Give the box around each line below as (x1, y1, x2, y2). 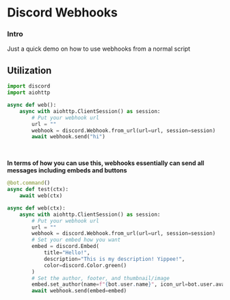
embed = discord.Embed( (31, 243, 99, 250)
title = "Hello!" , (43, 249, 90, 256)
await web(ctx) (19, 192, 63, 199)
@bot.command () (7, 179, 51, 186)
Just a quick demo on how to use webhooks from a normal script (7, 45, 190, 53)
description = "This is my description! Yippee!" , (43, 255, 186, 262)
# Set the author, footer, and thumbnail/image (31, 275, 170, 282)
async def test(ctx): (7, 186, 69, 193)
